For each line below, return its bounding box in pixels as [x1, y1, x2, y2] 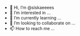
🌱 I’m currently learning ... [9, 15, 62, 20]
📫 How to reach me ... [9, 26, 55, 31]
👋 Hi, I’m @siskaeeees [9, 5, 54, 10]
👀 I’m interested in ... [9, 10, 51, 16]
